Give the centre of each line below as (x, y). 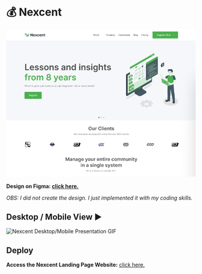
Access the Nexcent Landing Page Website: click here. (76, 264)
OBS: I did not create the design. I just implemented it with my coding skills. (99, 198)
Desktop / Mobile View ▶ (54, 217)
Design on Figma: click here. (43, 186)
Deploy (20, 250)
